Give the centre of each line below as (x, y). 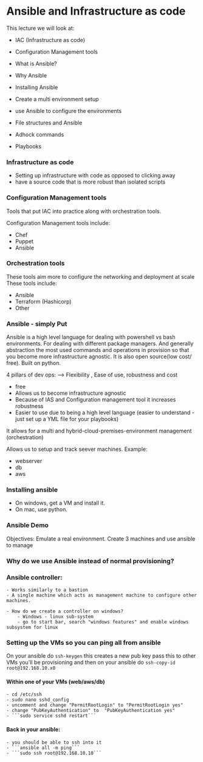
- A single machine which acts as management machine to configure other (102, 595)
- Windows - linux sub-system (56, 616)
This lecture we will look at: (40, 28)
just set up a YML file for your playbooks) (67, 419)
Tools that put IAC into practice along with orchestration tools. (84, 211)
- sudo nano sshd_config (38, 700)
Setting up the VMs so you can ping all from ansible (84, 642)
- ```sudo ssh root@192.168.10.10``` (54, 753)
